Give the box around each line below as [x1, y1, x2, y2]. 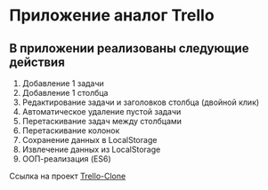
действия [9, 54, 65, 69]
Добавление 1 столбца [21, 88, 109, 98]
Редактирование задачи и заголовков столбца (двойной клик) [21, 97, 260, 107]
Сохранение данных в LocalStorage [21, 135, 158, 145]
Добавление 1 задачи [21, 78, 104, 89]
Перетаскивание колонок [21, 125, 120, 136]
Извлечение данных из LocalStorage [21, 144, 161, 154]
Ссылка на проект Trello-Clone [9, 170, 126, 181]
